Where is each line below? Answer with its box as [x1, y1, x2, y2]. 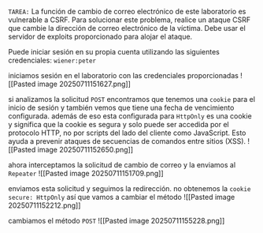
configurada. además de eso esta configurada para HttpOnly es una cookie [8, 111, 252, 121]
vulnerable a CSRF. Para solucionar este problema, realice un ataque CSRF [8, 15, 251, 24]
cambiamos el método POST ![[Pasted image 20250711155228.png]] [8, 216, 225, 225]
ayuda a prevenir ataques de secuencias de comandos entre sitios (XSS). [8, 137, 246, 145]
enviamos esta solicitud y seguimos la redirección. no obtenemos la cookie [8, 184, 251, 193]
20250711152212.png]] [8, 201, 81, 210]
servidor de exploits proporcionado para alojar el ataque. [8, 32, 193, 41]
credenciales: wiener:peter [8, 55, 97, 65]
